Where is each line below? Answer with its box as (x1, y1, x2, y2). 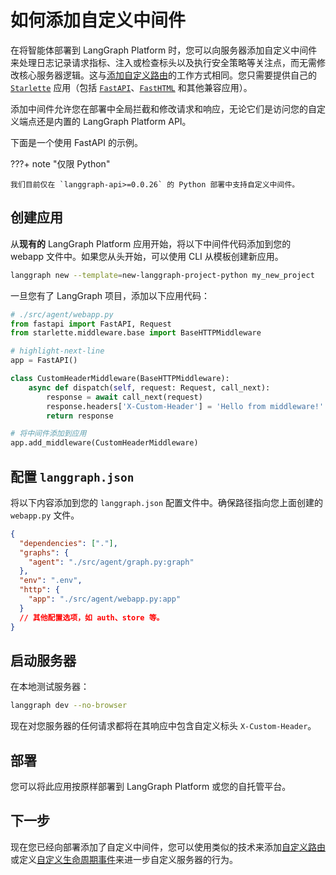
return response (46, 411, 114, 421)
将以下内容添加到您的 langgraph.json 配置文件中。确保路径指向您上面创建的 (10, 496, 324, 508)
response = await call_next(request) (46, 392, 203, 402)
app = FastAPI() (10, 356, 78, 366)
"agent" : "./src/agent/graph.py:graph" (28, 557, 195, 567)
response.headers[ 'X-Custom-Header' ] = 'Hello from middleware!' (46, 401, 325, 411)
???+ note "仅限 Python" (10, 157, 111, 170)
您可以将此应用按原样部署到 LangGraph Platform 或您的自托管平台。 (10, 781, 292, 793)
